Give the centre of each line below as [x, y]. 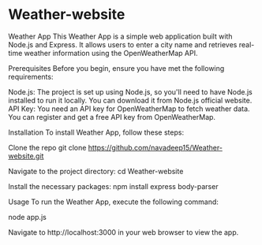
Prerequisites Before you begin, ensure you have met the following [116, 68]
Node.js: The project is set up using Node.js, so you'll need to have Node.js [130, 91]
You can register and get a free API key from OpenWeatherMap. [112, 117]
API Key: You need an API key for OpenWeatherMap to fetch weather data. [129, 109]
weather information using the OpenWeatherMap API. [111, 53]
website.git [26, 156]
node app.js [28, 217]
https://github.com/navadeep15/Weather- [155, 147]
